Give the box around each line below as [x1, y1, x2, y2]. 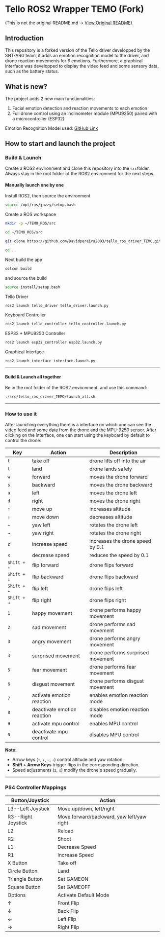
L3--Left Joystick [7, 805, 50, 812]
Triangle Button [7, 875, 43, 882]
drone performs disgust [89, 677, 144, 684]
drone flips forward [89, 562, 134, 568]
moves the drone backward [89, 482, 153, 488]
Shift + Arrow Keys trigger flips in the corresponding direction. [12, 762, 140, 768]
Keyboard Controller [5, 312, 46, 318]
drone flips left [89, 585, 123, 592]
